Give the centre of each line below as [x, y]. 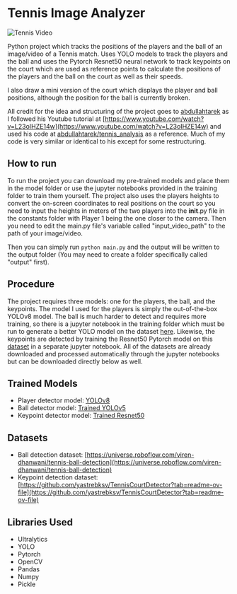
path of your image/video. [45, 233]
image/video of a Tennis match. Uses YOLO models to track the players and [118, 54]
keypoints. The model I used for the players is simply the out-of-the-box [112, 308]
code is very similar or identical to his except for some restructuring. [107, 141]
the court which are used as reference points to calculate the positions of [114, 69]
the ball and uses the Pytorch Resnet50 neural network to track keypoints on [119, 61]
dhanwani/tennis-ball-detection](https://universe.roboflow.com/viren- [119, 462]
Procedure [31, 284]
